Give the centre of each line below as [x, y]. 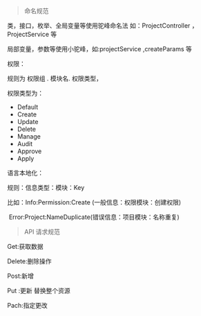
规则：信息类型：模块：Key [46, 187]
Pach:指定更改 [28, 305]
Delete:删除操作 [29, 261]
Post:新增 [21, 276]
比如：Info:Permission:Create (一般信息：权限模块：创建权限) [94, 202]
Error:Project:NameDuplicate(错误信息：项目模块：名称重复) [94, 217]
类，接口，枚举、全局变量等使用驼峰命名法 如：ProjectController [99, 26]
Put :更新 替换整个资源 [39, 291]
